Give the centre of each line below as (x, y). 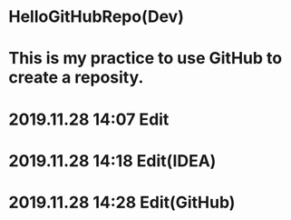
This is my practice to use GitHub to (145, 59)
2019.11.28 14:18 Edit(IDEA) (112, 160)
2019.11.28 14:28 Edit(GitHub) (122, 202)
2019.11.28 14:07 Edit (89, 119)
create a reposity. (76, 78)
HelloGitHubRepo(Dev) (97, 17)
